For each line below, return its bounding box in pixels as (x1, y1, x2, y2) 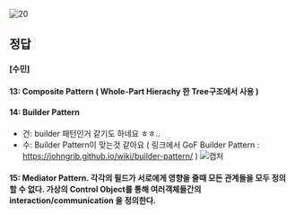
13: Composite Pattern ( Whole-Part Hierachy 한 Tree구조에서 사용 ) (9, 85, 259, 96)
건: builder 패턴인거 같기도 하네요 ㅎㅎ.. (22, 128, 161, 138)
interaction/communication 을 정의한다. (9, 195, 157, 206)
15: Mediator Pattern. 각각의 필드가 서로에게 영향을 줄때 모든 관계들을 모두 (9, 173, 271, 183)
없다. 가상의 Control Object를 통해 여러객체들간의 (27, 184, 202, 195)
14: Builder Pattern (9, 107, 81, 118)
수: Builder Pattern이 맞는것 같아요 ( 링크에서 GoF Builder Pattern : (22, 139, 260, 150)
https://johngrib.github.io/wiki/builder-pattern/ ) (22, 150, 199, 161)
